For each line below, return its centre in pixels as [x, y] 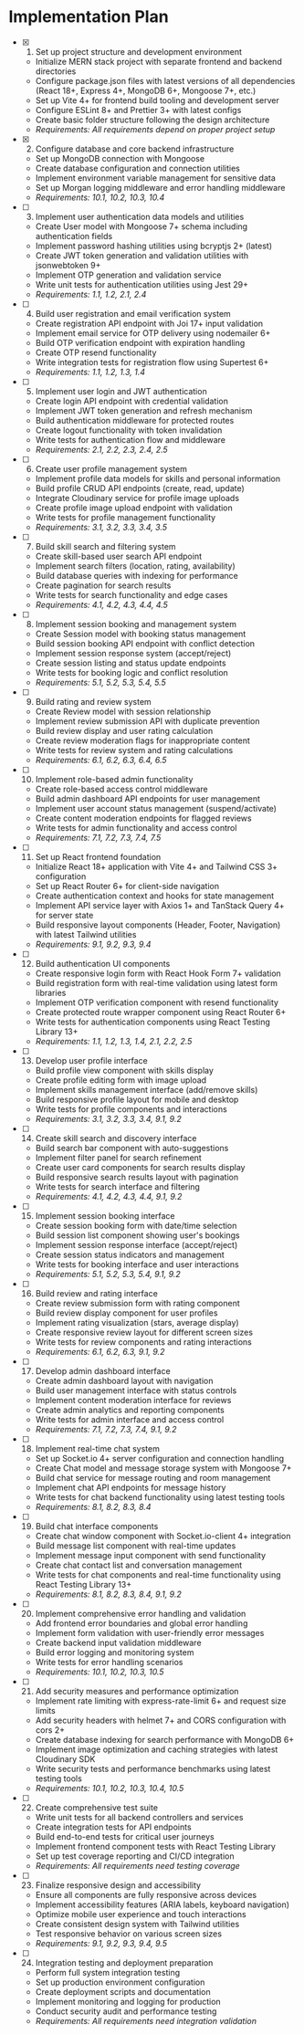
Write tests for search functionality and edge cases [131, 594]
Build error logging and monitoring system [115, 1652]
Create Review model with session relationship [123, 711]
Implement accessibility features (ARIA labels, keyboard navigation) [162, 1904]
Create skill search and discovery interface [116, 1138]
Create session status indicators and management [130, 1254]
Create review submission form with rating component [138, 1303]
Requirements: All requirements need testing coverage [138, 1865]
